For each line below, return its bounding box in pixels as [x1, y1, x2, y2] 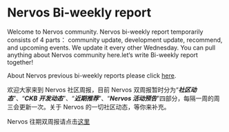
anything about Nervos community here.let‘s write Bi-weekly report [7, 50, 199, 59]
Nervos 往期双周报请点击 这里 [7, 117, 90, 125]
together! [7, 58, 33, 66]
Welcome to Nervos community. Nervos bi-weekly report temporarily [7, 27, 203, 36]
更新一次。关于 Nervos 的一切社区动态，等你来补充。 [19, 102, 170, 111]
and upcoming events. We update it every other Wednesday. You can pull [7, 43, 216, 52]
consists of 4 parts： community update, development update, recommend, [7, 36, 223, 44]
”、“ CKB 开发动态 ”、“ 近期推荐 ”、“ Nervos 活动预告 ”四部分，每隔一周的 [13, 94, 214, 102]
